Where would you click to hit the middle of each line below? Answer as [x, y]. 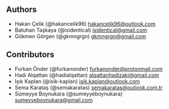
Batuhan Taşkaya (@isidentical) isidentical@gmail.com [81, 30]
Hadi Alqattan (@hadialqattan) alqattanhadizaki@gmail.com [87, 75]
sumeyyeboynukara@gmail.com [54, 100]
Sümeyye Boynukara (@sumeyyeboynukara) [69, 94]
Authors [21, 10]
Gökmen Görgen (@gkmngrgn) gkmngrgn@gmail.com [80, 36]
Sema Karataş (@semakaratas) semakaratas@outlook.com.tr [89, 87]
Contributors [30, 55]
